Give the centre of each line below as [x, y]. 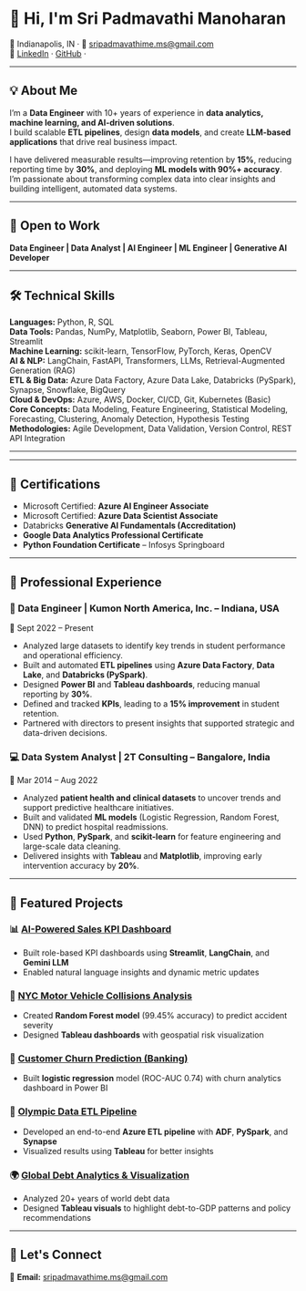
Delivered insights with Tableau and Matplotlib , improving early [142, 856]
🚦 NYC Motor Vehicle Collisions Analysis [101, 996]
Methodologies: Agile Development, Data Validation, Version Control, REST [151, 429]
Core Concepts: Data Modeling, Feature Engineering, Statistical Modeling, [149, 409]
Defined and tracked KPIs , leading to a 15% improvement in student [151, 703]
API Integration [37, 439]
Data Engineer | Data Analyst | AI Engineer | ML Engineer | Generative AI [148, 248]
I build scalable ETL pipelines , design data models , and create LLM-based [150, 132]
